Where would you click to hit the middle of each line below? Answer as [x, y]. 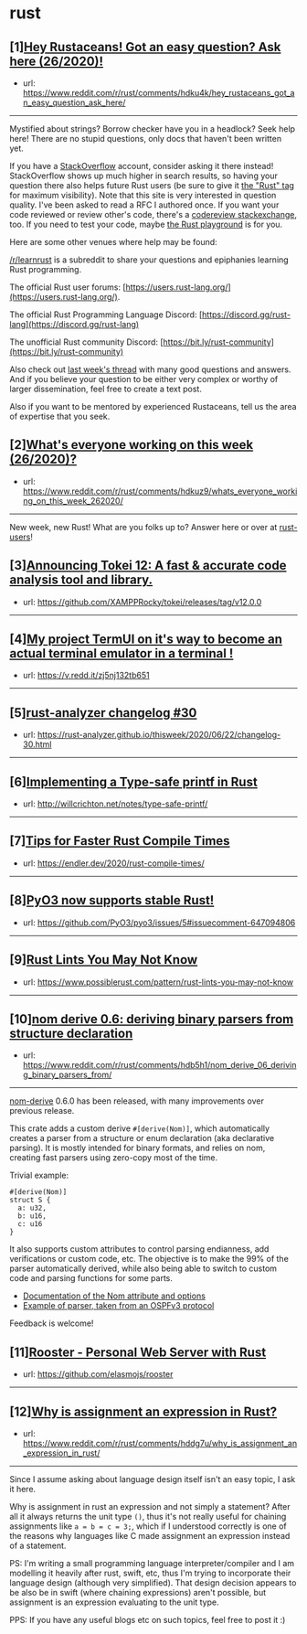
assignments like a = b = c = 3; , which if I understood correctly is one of [148, 1526]
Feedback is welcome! [52, 1323]
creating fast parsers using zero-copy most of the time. [114, 1158]
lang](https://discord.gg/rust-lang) [74, 324]
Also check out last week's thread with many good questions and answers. [150, 369]
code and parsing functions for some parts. [91, 1278]
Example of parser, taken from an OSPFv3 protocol [118, 1306]
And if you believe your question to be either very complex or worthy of [144, 379]
